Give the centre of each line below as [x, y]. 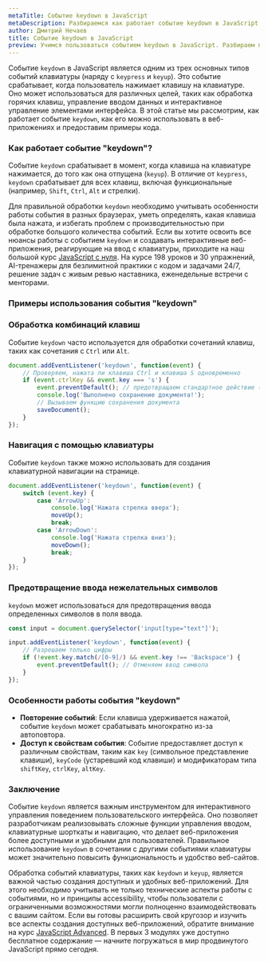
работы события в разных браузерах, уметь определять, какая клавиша [132, 215]
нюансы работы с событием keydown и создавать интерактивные [119, 240]
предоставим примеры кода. [112, 128]
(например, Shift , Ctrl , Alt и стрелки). [75, 191]
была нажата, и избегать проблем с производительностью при [116, 224]
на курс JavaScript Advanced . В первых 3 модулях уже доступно [119, 932]
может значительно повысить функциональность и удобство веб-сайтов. [134, 857]
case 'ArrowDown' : [67, 530]
